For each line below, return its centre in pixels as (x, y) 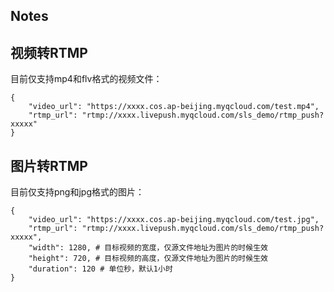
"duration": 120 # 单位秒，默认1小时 (100, 269)
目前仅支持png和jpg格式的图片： (77, 192)
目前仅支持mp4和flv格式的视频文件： (86, 79)
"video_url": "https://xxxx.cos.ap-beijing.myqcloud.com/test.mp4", (174, 107)
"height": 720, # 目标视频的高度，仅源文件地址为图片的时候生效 (148, 259)
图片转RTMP (49, 165)
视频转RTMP (49, 52)
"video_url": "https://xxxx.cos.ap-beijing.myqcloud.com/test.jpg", (174, 220)
